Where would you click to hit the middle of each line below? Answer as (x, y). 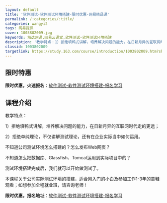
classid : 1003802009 (27, 47)
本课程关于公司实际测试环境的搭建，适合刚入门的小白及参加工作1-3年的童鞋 (83, 179)
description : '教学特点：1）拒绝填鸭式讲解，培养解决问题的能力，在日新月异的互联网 (83, 42)
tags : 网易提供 (19, 28)
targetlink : (17, 51)
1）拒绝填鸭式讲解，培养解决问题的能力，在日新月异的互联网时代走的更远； (82, 126)
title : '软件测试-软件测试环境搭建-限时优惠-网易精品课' (57, 14)
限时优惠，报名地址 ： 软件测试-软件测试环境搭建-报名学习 (64, 196)
